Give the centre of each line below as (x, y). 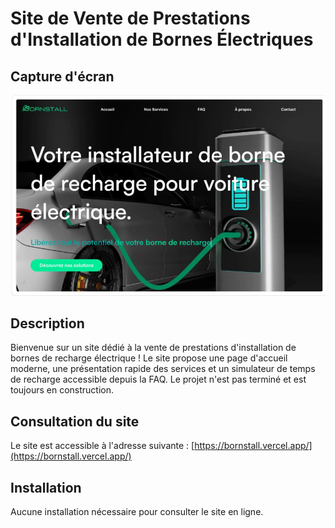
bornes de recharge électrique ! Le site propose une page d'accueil (149, 358)
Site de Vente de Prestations (130, 18)
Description (47, 323)
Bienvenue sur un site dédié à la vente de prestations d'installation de (153, 348)
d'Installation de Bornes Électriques (162, 39)
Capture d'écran (62, 76)
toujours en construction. (62, 390)
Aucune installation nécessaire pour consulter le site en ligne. (137, 511)
